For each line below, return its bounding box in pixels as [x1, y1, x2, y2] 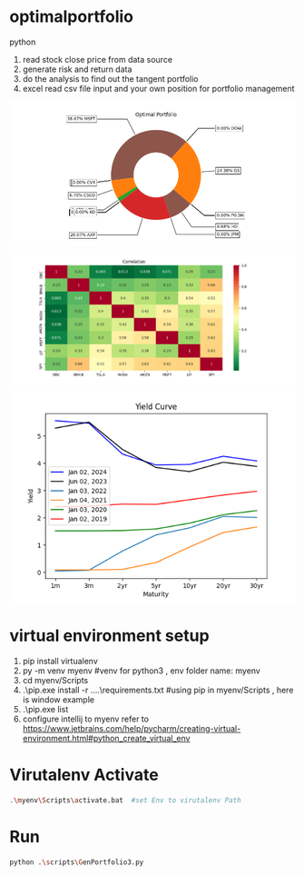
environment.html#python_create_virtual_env [22, 732, 191, 743]
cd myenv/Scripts [22, 674, 89, 685]
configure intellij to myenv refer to [22, 713, 150, 724]
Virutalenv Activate [9, 764, 159, 785]
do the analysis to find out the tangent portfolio [22, 73, 199, 84]
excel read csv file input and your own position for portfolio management [22, 83, 295, 94]
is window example [22, 693, 95, 705]
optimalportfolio [9, 6, 134, 27]
